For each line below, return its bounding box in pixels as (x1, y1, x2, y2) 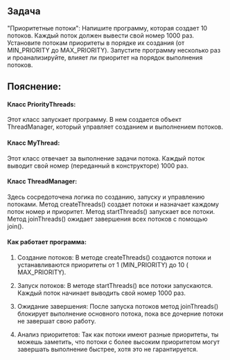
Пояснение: (7, 81, 62, 93)
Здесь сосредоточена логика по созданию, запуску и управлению (7, 192, 205, 201)
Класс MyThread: (7, 138, 60, 147)
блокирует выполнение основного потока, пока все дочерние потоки (17, 309, 224, 318)
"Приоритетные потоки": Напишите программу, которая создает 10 (7, 24, 208, 32)
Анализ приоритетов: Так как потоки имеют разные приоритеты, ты (17, 330, 219, 339)
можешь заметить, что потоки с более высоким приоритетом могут (17, 338, 220, 346)
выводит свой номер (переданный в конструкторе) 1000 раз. (7, 161, 189, 170)
